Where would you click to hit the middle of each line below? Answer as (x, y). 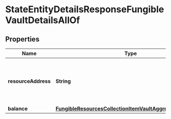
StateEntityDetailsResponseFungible (85, 9)
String (63, 81)
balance (18, 109)
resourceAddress (29, 81)
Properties (22, 39)
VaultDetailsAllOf (43, 20)
